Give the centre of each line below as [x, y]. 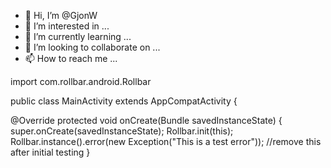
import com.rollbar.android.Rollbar [81, 81]
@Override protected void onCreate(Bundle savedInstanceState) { [146, 120]
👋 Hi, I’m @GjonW [61, 15]
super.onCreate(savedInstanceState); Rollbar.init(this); [122, 131]
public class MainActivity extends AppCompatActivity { [124, 101]
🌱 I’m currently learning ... [78, 36]
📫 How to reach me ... [71, 58]
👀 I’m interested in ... [67, 26]
